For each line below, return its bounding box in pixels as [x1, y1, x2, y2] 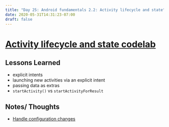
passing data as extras [12, 83, 60, 89]
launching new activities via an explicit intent [12, 77, 106, 83]
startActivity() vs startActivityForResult [12, 88, 104, 94]
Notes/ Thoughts [5, 102, 60, 111]
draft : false [5, 17, 33, 22]
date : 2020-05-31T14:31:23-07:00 [5, 12, 75, 17]
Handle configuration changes [12, 116, 75, 122]
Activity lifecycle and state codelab [5, 38, 156, 50]
